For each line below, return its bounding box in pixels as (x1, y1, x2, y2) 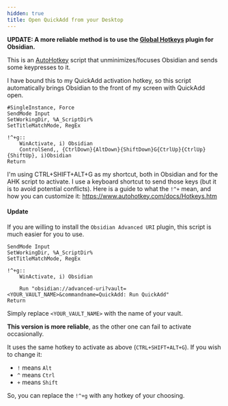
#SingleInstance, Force (7, 104, 75, 111)
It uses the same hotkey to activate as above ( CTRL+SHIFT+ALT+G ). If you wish (7, 343, 222, 351)
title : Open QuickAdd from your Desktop (7, 16, 124, 23)
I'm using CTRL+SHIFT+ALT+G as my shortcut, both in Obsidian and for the (7, 170, 218, 178)
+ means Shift (16, 378, 58, 386)
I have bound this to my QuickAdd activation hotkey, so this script (7, 76, 191, 84)
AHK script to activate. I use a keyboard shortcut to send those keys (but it (7, 177, 217, 186)
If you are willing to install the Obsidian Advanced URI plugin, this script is (7, 223, 212, 231)
